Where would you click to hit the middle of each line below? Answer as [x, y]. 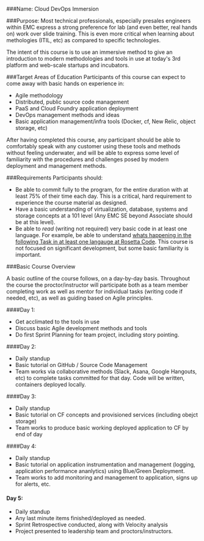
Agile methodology [39, 95]
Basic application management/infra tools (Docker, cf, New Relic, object [105, 121]
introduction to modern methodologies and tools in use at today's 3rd [93, 59]
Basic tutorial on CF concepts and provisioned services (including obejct [107, 415]
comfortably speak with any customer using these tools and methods [93, 146]
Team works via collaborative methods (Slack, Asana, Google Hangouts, [106, 371]
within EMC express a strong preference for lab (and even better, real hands [102, 27]
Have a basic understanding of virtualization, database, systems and [101, 209]
